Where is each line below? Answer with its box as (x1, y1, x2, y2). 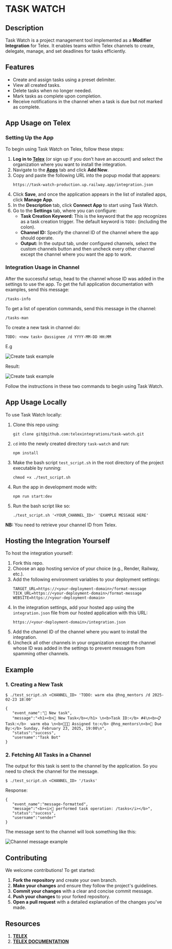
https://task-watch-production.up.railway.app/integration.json (12, 182, 154, 187)
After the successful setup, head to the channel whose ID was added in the (5, 275, 164, 281)
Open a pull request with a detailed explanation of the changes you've (12, 899, 162, 905)
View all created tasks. (12, 82, 61, 88)
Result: (5, 363, 20, 369)
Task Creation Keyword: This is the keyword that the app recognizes (20, 213, 167, 219)
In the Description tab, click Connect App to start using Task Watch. (12, 202, 158, 208)
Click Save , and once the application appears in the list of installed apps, (12, 191, 167, 197)
